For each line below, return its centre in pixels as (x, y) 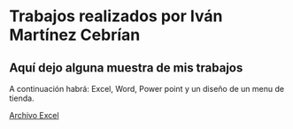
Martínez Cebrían (75, 35)
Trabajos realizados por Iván (116, 16)
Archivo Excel (34, 115)
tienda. (22, 98)
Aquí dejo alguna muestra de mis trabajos (126, 68)
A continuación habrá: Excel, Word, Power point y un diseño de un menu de (147, 89)
